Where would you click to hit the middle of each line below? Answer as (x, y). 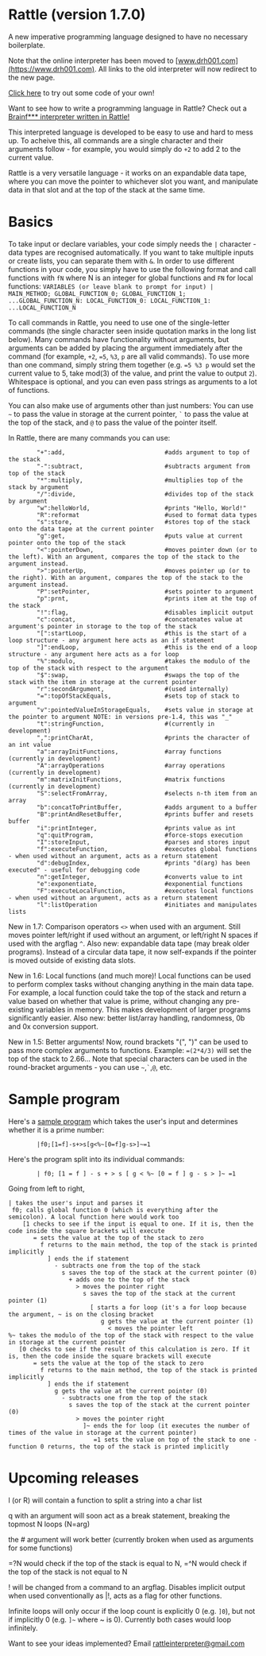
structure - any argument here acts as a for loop (94, 654)
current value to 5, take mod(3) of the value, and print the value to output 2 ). (133, 373)
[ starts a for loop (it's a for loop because (168, 1307)
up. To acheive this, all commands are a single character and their (116, 140)
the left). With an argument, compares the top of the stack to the (124, 557)
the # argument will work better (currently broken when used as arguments (131, 1539)
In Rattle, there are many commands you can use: (89, 437)
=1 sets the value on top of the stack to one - (175, 1440)
